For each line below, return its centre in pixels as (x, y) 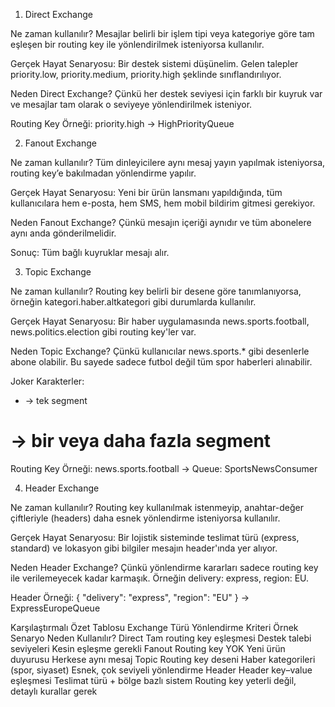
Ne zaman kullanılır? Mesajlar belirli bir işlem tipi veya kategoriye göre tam (162, 33)
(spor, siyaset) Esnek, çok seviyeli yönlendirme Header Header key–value (161, 670)
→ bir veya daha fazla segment (141, 441)
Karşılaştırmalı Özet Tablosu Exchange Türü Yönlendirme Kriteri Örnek (154, 627)
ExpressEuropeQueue (55, 608)
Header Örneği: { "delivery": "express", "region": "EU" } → (130, 597)
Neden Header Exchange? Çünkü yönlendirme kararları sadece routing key (164, 567)
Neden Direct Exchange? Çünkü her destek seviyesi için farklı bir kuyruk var (166, 93)
